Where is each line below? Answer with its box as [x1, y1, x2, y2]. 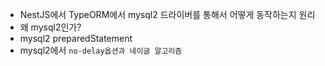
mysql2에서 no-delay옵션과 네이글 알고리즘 [19, 44, 183, 56]
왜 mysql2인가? [19, 21, 82, 33]
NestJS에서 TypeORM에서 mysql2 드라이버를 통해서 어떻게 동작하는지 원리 [19, 9, 316, 20]
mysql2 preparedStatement [19, 33, 133, 44]
